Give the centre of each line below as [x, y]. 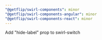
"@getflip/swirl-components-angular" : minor [51, 14]
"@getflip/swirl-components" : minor [42, 10]
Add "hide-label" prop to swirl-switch [43, 33]
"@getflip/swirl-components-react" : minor [49, 19]
